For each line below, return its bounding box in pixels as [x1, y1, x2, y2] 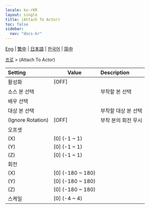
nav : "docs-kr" [10, 31, 42, 36]
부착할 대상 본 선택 [100, 108, 143, 114]
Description [100, 69, 130, 76]
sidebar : [5, 27, 24, 32]
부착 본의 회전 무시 [100, 117, 143, 124]
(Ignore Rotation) [8, 117, 49, 123]
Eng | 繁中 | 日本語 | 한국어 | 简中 [5, 46, 73, 51]
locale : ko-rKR [5, 7, 38, 13]
